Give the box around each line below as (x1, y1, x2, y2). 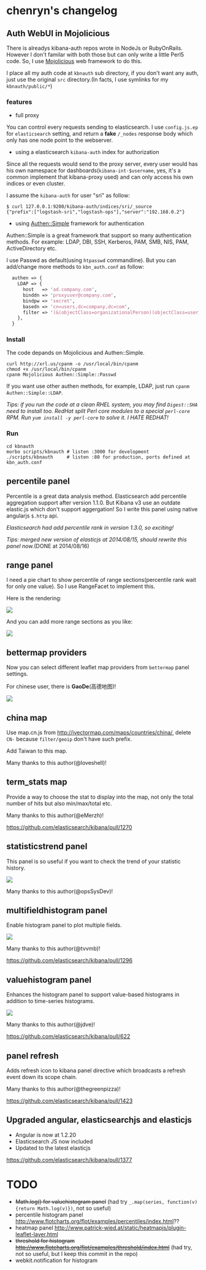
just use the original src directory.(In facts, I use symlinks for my (6, 76, 169, 83)
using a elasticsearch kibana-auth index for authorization (15, 149, 159, 156)
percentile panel (6, 476, 71, 487)
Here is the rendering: (6, 595, 62, 602)
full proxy (15, 112, 40, 119)
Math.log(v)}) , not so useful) (37, 1204, 112, 1212)
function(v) (167, 1199, 198, 1205)
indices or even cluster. (6, 180, 66, 187)
